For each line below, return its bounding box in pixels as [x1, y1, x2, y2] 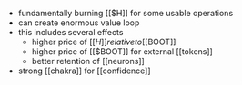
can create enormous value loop [17, 17, 140, 28]
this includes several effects [17, 27, 124, 37]
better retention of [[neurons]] [31, 56, 146, 66]
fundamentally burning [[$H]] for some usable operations [17, 8, 234, 18]
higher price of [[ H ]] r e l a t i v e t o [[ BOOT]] [31, 36, 176, 47]
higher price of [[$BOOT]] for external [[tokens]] [31, 46, 214, 57]
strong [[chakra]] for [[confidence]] [17, 65, 152, 76]
